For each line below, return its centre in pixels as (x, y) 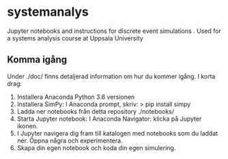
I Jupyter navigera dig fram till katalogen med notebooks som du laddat (117, 133)
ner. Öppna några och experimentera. (70, 140)
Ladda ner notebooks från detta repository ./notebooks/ (95, 111)
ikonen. (27, 126)
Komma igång (37, 60)
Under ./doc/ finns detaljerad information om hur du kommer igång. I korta (111, 76)
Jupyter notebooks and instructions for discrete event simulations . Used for (114, 31)
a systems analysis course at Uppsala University (75, 38)
